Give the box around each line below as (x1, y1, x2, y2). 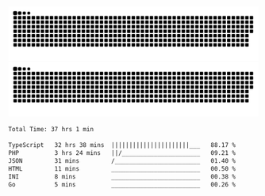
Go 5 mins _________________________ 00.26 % (8, 180, 236, 188)
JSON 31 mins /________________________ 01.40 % (8, 156, 236, 164)
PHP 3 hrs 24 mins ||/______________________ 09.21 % (8, 149, 236, 156)
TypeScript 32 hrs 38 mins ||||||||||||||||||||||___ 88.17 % (8, 141, 236, 149)
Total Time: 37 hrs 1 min (8, 125, 94, 133)
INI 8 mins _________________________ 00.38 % (8, 172, 236, 180)
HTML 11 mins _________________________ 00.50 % (8, 164, 236, 172)
